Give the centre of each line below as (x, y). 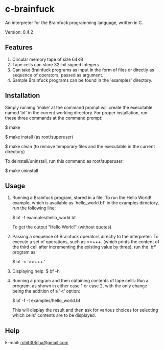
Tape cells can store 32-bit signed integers (56, 64)
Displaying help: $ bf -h (36, 271)
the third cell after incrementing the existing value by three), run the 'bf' (84, 247)
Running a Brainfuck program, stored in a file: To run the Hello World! (82, 198)
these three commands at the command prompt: (54, 118)
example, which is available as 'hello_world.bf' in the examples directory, (85, 203)
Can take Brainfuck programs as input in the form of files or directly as (83, 70)
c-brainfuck (30, 9)
